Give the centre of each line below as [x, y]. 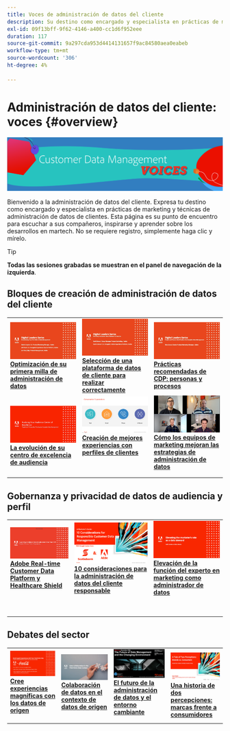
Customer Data [32, 571]
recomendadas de [180, 371]
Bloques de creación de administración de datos [112, 294]
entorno [125, 705]
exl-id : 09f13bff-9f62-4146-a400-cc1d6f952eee [75, 29]
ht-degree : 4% [27, 65]
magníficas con [33, 696]
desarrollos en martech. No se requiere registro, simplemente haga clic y [110, 231]
